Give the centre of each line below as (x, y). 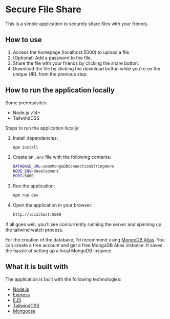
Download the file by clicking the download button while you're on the (86, 68)
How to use (24, 40)
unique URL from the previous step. (50, 74)
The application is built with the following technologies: (63, 279)
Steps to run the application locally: (42, 128)
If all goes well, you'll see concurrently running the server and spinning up (83, 224)
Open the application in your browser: (52, 205)
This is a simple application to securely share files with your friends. (77, 24)
